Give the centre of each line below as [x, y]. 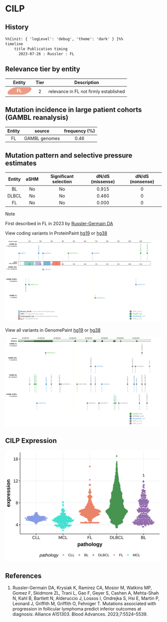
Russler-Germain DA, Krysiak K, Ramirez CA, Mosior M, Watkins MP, [82, 588]
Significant [62, 177]
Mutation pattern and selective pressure [69, 155]
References [23, 576]
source [42, 131]
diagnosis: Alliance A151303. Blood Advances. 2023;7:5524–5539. [80, 614]
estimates [21, 163]
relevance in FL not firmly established [87, 91]
